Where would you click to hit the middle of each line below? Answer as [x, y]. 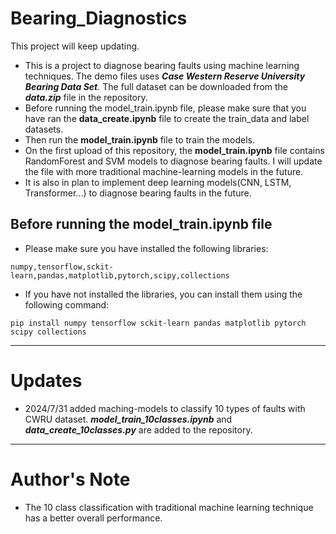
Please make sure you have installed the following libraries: [146, 248]
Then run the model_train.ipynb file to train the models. [139, 139]
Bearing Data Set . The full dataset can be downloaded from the [156, 86]
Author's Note [70, 479]
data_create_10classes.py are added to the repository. [138, 429]
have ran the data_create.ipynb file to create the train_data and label [167, 118]
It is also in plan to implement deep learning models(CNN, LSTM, [158, 182]
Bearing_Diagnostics [99, 18]
